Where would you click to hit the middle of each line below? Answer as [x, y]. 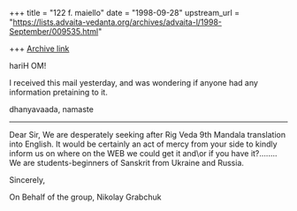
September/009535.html [54, 31]
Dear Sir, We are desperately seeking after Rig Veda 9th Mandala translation [147, 135]
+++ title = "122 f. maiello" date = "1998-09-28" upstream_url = [125, 13]
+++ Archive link [39, 49]
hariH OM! [28, 66]
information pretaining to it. [58, 92]
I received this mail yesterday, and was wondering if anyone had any [134, 83]
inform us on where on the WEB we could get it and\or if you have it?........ [143, 153]
